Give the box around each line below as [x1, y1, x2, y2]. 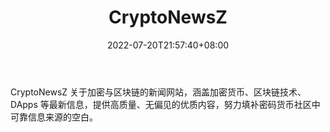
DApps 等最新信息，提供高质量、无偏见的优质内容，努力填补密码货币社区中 [10, 98, 321, 110]
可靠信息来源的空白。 [10, 111, 98, 123]
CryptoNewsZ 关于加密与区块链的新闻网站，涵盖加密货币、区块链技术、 [10, 86, 307, 98]
